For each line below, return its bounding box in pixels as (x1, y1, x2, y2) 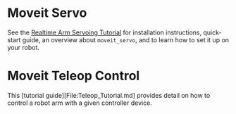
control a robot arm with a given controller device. (7, 99, 153, 107)
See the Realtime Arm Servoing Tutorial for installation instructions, (7, 28, 202, 37)
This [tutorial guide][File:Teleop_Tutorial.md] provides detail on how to (7, 91, 211, 99)
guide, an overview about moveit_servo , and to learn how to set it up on (22, 35, 230, 44)
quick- (203, 28, 222, 37)
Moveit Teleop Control (7, 68, 140, 84)
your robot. (7, 43, 40, 51)
